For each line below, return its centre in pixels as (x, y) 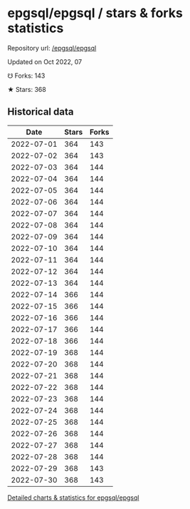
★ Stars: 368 (27, 89)
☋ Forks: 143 (26, 76)
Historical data (41, 112)
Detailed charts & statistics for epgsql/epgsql (73, 498)
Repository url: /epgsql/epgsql (52, 48)
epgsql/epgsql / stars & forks (95, 13)
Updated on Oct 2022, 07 (45, 61)
